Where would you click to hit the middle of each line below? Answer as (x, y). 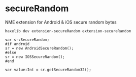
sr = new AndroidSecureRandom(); (39, 48)
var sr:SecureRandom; (27, 40)
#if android (17, 44)
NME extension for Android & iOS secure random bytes (61, 22)
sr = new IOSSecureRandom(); (35, 57)
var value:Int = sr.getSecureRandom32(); (48, 70)
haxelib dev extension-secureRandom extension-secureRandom (68, 31)
